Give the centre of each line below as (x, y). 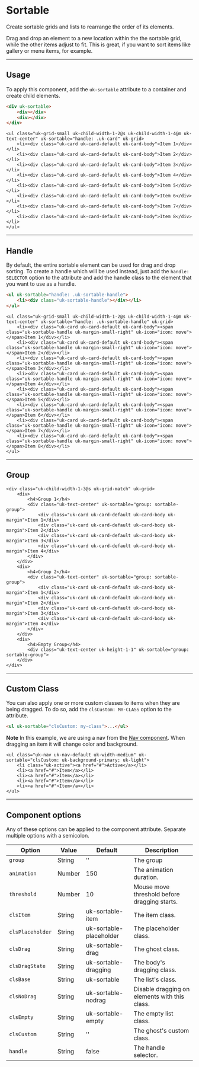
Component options (44, 815)
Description (162, 850)
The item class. (155, 915)
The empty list (153, 1013)
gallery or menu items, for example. (49, 50)
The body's (150, 962)
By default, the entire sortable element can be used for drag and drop (91, 265)
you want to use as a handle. (41, 284)
